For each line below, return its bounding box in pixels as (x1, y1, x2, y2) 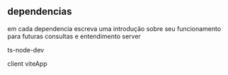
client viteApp (7, 59, 47, 68)
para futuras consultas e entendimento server (7, 32, 142, 40)
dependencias (7, 6, 72, 18)
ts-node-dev (7, 45, 45, 54)
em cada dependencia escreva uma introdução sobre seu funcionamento (7, 24, 222, 33)
